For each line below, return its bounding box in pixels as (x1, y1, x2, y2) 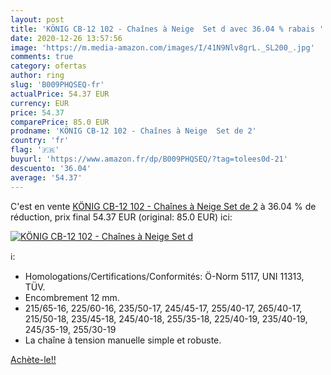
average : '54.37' (10, 172, 83, 183)
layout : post (10, 14, 65, 25)
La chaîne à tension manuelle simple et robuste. (24, 334, 222, 346)
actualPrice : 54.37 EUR (10, 89, 110, 99)
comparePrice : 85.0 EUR (10, 117, 110, 127)
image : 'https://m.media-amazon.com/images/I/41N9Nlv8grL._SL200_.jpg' (10, 42, 315, 53)
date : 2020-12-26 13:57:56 (10, 33, 123, 43)
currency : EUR (10, 98, 70, 108)
